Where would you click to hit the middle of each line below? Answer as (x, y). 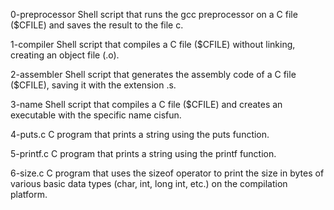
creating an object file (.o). (65, 55)
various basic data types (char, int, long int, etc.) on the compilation (149, 183)
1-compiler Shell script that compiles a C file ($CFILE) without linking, (153, 44)
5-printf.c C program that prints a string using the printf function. (143, 153)
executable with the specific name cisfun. (96, 115)
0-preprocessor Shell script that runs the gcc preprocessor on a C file (154, 14)
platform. (29, 194)
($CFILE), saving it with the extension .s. (93, 85)
